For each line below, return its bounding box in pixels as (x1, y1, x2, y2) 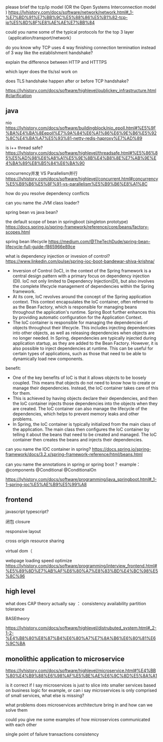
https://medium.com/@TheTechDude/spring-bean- (48, 238, 151, 244)
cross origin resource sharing (5, 538, 65, 544)
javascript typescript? (5, 509, 49, 514)
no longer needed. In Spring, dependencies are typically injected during (12, 335, 157, 341)
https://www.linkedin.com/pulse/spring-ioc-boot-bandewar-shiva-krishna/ (5, 258, 155, 264)
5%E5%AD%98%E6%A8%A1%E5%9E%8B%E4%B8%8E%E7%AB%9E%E (5, 155, 157, 161)
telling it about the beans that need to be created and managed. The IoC (12, 431, 157, 438)
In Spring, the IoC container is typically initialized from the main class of (12, 421, 156, 427)
